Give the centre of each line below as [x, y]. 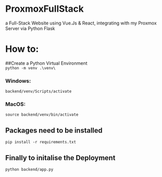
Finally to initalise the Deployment [60, 158]
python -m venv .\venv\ [31, 68]
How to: [22, 49]
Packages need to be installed [54, 130]
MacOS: [16, 104]
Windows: [18, 81]
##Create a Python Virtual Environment [46, 63]
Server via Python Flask [30, 28]
